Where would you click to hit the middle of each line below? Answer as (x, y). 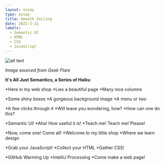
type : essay (17, 14)
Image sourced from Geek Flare (38, 70)
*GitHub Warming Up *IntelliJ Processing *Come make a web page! (75, 157)
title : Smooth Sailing (29, 19)
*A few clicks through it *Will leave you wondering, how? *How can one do (82, 108)
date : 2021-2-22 (22, 23)
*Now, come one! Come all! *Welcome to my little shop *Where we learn (80, 133)
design (12, 138)
